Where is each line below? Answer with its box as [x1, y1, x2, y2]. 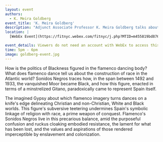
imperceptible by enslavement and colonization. [5, 131, 101, 137]
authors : [5, 12, 23, 16]
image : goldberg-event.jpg [5, 52, 60, 57]
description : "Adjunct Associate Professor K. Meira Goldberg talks [5, 25, 147, 30]
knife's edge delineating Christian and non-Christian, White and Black [5, 100, 144, 106]
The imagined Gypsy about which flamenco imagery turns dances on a [5, 95, 147, 101]
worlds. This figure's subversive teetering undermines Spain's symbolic [5, 105, 148, 111]
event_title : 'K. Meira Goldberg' [5, 20, 75, 26]
